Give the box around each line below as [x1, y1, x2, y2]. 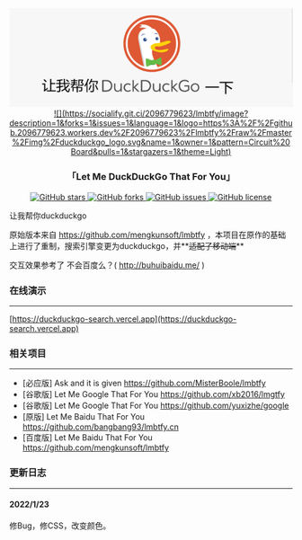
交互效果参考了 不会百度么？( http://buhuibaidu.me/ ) [9, 260, 205, 270]
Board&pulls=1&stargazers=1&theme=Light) [70, 146, 232, 157]
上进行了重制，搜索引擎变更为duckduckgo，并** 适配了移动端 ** [9, 240, 244, 251]
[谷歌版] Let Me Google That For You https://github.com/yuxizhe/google [22, 400, 289, 412]
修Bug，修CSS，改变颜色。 [9, 520, 111, 531]
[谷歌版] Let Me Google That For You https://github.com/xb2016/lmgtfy [22, 389, 286, 400]
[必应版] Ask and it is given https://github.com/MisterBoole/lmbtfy [22, 377, 267, 389]
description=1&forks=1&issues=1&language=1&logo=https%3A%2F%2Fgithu [9, 118, 293, 128]
